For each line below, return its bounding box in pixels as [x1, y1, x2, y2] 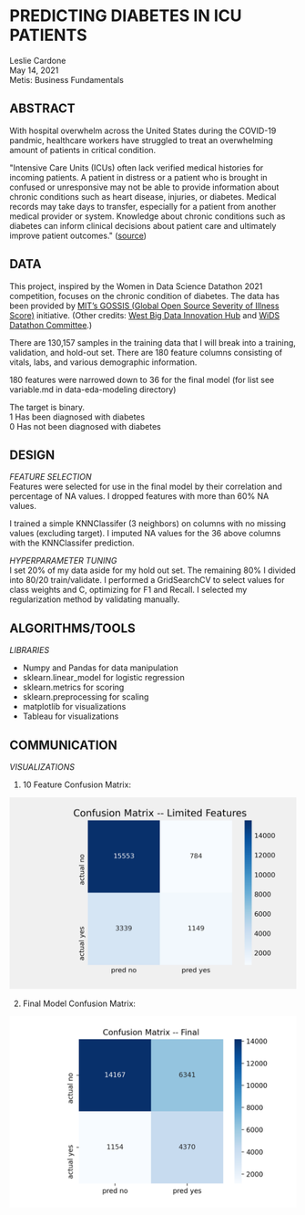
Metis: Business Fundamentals [9, 74, 125, 85]
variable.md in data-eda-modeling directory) [9, 384, 177, 395]
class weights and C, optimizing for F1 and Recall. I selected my [9, 585, 248, 596]
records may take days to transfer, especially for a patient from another [9, 201, 277, 212]
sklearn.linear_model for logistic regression [22, 672, 185, 683]
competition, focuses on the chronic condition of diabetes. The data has [9, 290, 280, 301]
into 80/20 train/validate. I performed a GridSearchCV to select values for [9, 575, 285, 586]
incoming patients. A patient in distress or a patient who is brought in [9, 171, 268, 182]
